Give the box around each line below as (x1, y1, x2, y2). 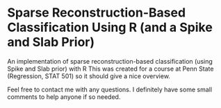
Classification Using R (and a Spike (7, 19, 213, 35)
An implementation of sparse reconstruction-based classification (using (7, 57, 213, 65)
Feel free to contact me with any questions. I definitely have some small (7, 85, 213, 93)
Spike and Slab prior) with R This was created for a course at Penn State (7, 64, 214, 73)
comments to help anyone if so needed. (7, 92, 121, 101)
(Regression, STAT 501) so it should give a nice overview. (7, 71, 170, 80)
